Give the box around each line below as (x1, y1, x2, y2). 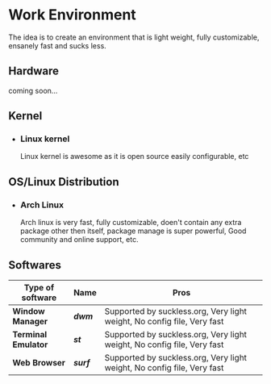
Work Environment (8, 6, 137, 24)
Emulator (12, 339, 48, 350)
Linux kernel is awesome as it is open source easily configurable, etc (19, 152, 249, 161)
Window (12, 305, 46, 316)
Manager (12, 315, 48, 327)
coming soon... (8, 86, 58, 95)
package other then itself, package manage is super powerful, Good (19, 226, 247, 236)
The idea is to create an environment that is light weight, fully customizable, (8, 32, 260, 42)
